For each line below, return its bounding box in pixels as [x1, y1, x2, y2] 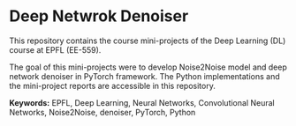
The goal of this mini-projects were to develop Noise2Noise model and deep [9, 62, 287, 72]
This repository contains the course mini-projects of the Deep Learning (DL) [9, 35, 286, 46]
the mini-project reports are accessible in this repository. [9, 80, 216, 91]
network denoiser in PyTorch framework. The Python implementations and [9, 70, 280, 81]
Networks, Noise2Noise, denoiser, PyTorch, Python [9, 107, 196, 117]
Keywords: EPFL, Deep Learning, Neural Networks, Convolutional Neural [9, 97, 276, 107]
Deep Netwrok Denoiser [9, 6, 189, 26]
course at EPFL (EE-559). [9, 44, 102, 55]
